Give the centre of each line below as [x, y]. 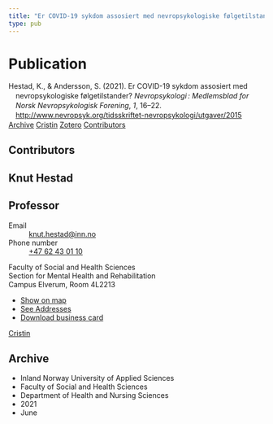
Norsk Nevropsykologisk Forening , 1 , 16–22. [89, 106]
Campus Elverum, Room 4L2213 [62, 284]
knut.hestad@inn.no [62, 234]
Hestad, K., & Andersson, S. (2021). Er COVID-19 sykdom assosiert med [128, 86]
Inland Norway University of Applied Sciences [97, 378]
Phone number [33, 243]
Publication [48, 64]
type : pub [25, 24]
